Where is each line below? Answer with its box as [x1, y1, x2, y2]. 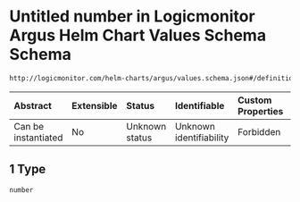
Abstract [13, 99, 52, 112]
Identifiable [174, 99, 225, 112]
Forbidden [237, 125, 281, 138]
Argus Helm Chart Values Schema [9, 25, 266, 46]
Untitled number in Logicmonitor [9, 6, 256, 27]
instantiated [13, 131, 63, 144]
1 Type [9, 162, 46, 177]
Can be [13, 120, 45, 132]
